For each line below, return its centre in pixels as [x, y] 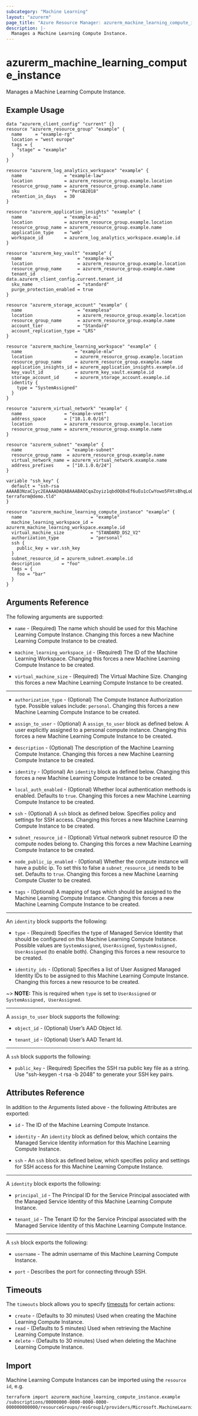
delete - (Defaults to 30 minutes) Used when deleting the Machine [95, 1341]
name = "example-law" [58, 176]
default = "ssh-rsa [35, 486]
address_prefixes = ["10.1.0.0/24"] [62, 465]
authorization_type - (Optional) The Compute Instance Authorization [98, 699]
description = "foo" [46, 563]
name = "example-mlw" [63, 351]
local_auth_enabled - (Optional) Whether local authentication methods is [103, 789]
